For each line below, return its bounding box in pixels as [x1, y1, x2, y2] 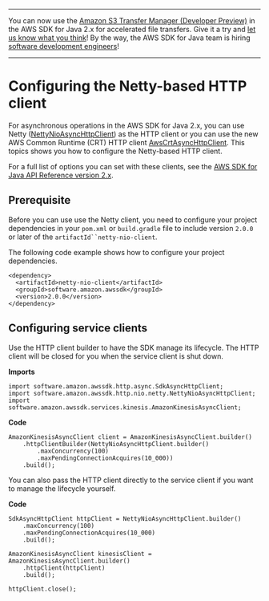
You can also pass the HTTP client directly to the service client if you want [8, 475, 254, 485]
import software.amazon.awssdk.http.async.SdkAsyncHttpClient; [8, 382, 224, 390]
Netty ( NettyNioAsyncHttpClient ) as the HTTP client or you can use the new [8, 129, 259, 139]
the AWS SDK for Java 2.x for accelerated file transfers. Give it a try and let [8, 25, 256, 34]
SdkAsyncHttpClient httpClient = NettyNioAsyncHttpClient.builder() [8, 514, 242, 522]
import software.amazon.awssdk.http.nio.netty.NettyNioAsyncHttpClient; [8, 389, 256, 397]
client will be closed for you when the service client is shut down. [8, 351, 224, 361]
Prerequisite [8, 193, 71, 207]
